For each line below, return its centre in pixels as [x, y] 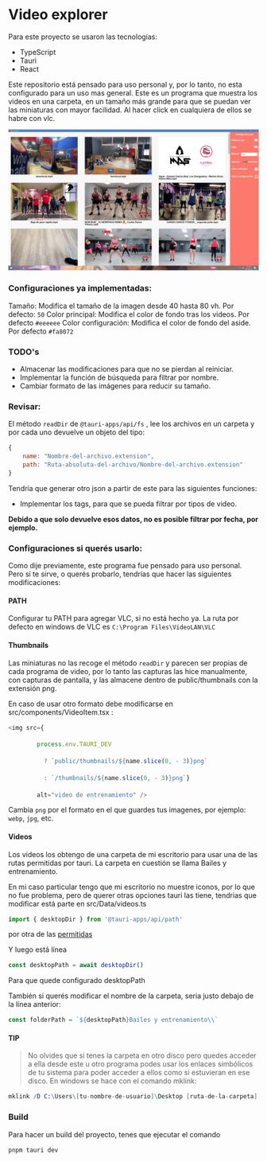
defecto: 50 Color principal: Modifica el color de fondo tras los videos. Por [129, 314]
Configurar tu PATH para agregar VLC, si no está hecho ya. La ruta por [124, 618]
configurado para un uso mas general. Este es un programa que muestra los [133, 92]
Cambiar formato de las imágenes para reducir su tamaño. [115, 386]
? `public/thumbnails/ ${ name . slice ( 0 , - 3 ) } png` [126, 762]
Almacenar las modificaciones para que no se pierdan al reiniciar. [127, 369]
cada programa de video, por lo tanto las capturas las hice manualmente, [128, 671]
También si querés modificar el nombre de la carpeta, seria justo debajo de [131, 996]
